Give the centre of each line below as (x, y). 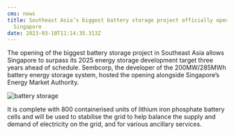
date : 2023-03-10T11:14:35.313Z (54, 33)
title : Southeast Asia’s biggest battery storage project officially (110, 20)
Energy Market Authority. (43, 82)
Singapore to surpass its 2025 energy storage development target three (110, 61)
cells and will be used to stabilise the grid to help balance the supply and (111, 117)
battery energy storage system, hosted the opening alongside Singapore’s (114, 75)
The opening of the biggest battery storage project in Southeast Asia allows (116, 53)
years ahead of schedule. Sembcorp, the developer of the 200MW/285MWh (117, 67)
